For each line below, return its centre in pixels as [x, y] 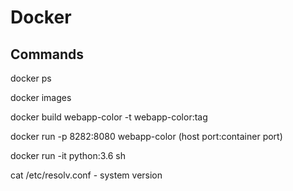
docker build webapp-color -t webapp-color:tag [109, 117]
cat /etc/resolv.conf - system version [86, 175]
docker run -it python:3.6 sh [68, 155]
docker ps [31, 78]
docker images [41, 97]
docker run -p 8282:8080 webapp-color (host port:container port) [146, 136]
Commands [47, 54]
